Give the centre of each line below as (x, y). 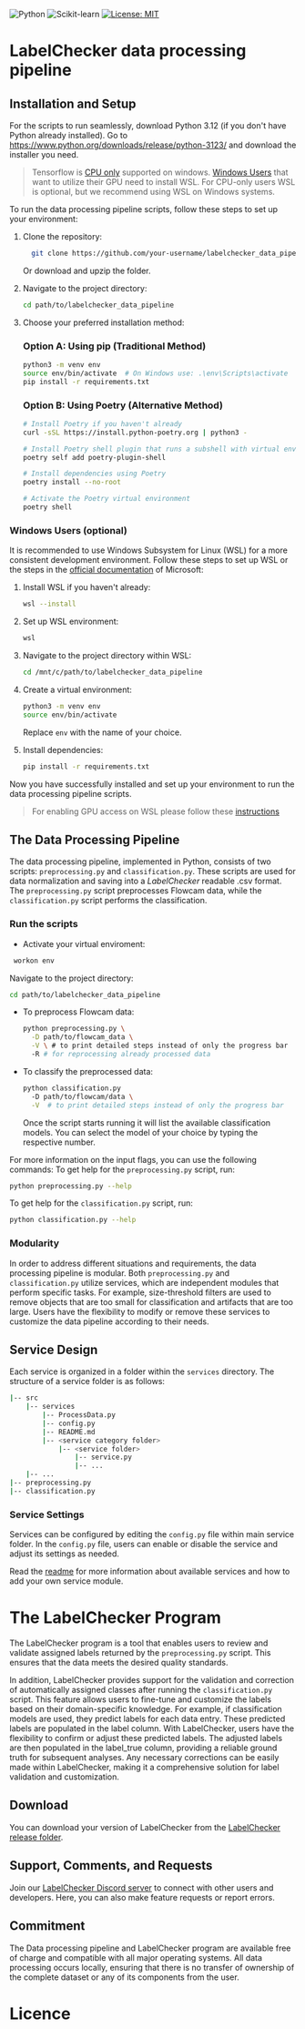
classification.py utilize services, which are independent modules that (144, 1282)
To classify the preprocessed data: (87, 1071)
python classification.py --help (73, 1220)
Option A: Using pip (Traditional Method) (114, 346)
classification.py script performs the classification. (108, 901)
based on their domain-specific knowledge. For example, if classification (146, 1709)
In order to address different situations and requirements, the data (133, 1263)
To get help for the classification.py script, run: (102, 1203)
